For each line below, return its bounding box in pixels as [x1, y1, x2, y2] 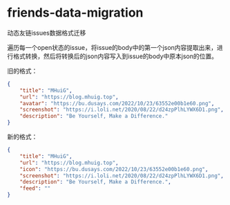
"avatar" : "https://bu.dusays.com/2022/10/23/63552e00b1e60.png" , [19, 100, 215, 107]
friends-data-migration [7, 5, 144, 21]
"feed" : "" [19, 185, 51, 192]
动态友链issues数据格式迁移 [7, 28, 86, 37]
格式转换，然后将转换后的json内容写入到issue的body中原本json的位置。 [12, 52, 218, 60]
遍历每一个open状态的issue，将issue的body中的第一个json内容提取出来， [7, 43, 218, 51]
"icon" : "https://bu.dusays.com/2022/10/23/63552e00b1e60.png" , [19, 166, 209, 172]
